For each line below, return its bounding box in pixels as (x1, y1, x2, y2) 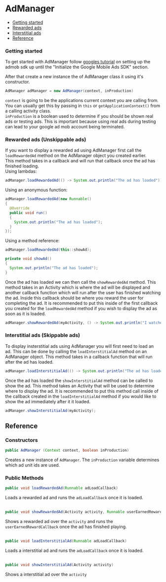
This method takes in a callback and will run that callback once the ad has (5, 158, 156, 164)
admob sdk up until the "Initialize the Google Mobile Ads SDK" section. (5, 64, 149, 70)
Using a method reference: (5, 238, 60, 244)
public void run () (9, 210, 48, 215)
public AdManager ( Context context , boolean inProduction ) (5, 448, 129, 453)
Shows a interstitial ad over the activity (5, 571, 87, 577)
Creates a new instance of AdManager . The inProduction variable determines (5, 457, 160, 463)
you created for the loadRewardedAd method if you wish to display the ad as (5, 305, 157, 311)
